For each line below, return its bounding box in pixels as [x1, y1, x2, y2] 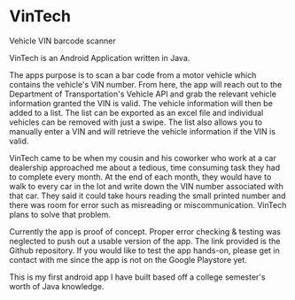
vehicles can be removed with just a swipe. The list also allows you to [9, 117, 263, 127]
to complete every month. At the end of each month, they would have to [9, 171, 272, 182]
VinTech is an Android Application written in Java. [9, 52, 190, 63]
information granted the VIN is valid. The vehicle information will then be [9, 97, 273, 108]
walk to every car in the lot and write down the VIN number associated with [9, 181, 283, 191]
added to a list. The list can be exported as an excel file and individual [9, 107, 264, 118]
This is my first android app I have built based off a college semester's [9, 272, 266, 282]
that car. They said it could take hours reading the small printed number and [9, 190, 286, 201]
